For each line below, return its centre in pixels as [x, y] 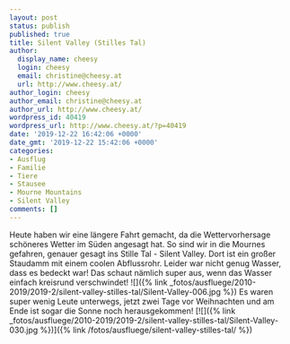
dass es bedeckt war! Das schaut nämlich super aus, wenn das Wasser [141, 272]
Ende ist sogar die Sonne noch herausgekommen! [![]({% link [123, 311]
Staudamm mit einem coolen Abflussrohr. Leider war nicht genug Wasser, [145, 263]
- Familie [28, 168]
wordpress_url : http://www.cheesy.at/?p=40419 [98, 126]
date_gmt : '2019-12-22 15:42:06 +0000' [84, 142]
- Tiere [24, 176]
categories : [31, 150]
